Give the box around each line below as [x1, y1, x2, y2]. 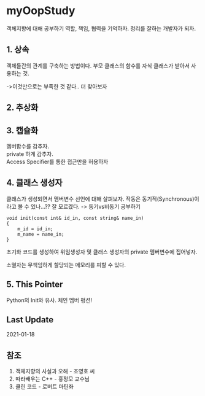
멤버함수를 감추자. [6, 142, 50, 150]
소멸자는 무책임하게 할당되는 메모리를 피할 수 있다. [6, 261, 126, 268]
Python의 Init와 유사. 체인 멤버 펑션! [6, 296, 93, 304]
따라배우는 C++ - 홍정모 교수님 [15, 375, 90, 382]
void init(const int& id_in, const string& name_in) [6, 215, 144, 221]
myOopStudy [6, 4, 75, 18]
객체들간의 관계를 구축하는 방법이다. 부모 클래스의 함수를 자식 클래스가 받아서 [6, 62, 190, 69]
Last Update [6, 314, 54, 325]
